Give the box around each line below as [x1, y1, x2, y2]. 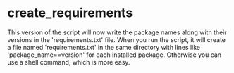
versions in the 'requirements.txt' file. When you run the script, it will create [7, 35, 226, 44]
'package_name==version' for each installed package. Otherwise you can [7, 51, 222, 59]
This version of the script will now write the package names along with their [7, 28, 227, 36]
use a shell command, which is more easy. [7, 58, 130, 66]
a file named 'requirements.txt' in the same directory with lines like [7, 43, 201, 51]
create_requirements [7, 5, 133, 21]
